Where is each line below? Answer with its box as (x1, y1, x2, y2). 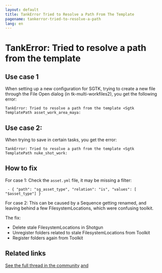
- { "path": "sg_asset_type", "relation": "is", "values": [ (7, 187, 137, 192)
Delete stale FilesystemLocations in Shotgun (12, 224, 103, 230)
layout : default (5, 7, 39, 12)
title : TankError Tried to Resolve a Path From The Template (5, 12, 135, 17)
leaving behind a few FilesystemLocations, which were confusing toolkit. (5, 205, 154, 211)
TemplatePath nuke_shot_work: (5, 151, 68, 156)
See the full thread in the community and (5, 262, 88, 268)
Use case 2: (5, 123, 42, 132)
